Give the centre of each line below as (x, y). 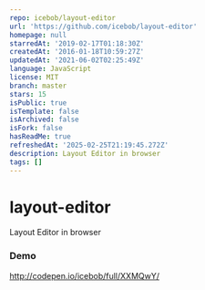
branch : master (38, 86)
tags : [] (26, 162)
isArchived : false (44, 119)
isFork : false (36, 129)
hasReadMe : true (40, 137)
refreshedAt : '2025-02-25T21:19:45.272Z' (89, 145)
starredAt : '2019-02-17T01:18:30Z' (77, 43)
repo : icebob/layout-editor (63, 18)
